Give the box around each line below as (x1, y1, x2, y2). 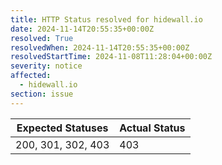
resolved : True (10, 33, 74, 43)
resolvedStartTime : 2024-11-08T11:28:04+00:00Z (10, 52, 213, 62)
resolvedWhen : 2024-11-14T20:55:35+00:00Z (10, 42, 190, 53)
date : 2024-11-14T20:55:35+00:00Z (10, 24, 155, 34)
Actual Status (119, 121, 186, 135)
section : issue (10, 89, 74, 99)
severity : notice (10, 61, 83, 71)
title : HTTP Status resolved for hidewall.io (10, 14, 203, 25)
